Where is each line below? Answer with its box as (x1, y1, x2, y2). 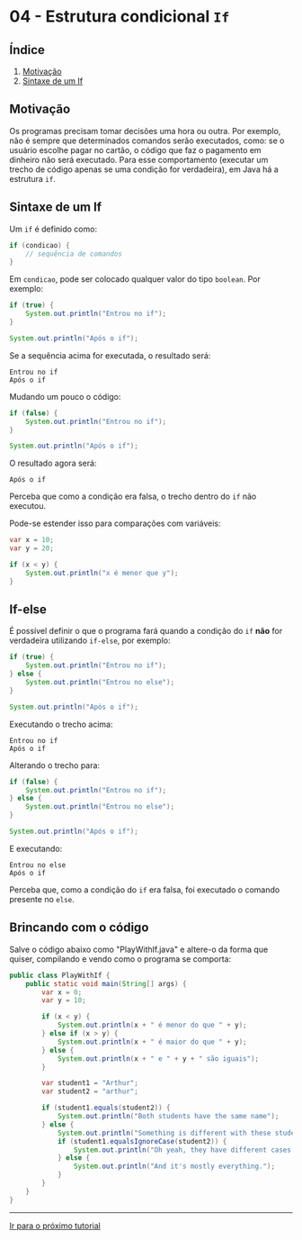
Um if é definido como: (9, 223, 97, 234)
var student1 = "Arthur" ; (41, 1079, 139, 1088)
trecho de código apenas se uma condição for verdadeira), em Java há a (9, 164, 279, 175)
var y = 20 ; (9, 544, 54, 553)
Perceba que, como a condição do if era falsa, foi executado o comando (9, 884, 280, 895)
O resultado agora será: (9, 457, 97, 469)
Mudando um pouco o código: (9, 391, 121, 402)
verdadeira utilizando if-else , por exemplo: (9, 635, 171, 646)
